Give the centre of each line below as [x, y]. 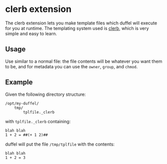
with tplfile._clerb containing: [38, 121]
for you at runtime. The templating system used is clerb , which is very [77, 28]
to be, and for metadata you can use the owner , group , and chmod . [71, 66]
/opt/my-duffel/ [22, 103]
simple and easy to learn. [31, 33]
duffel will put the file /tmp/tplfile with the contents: [60, 144]
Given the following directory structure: [45, 94]
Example [19, 82]
